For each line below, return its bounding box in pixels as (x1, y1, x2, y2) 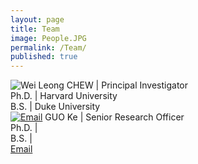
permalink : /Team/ (10, 42, 87, 53)
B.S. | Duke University (10, 101, 101, 113)
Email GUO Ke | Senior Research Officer (20, 111, 185, 123)
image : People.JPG (10, 33, 87, 43)
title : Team (10, 24, 60, 34)
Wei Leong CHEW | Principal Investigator (20, 79, 189, 91)
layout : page (10, 14, 65, 25)
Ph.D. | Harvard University (10, 90, 118, 102)
